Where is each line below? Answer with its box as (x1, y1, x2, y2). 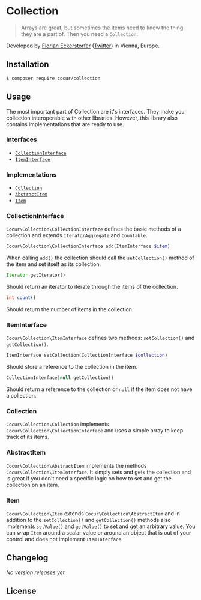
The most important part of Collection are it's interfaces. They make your (6, 108, 187, 115)
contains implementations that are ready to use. (6, 120, 124, 127)
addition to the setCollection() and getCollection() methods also (6, 517, 171, 524)
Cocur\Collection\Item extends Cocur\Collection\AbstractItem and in (6, 510, 180, 517)
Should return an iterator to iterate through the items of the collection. (6, 283, 178, 291)
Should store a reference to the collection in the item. (6, 363, 138, 371)
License (6, 586, 37, 596)
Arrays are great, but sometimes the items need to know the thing (20, 24, 184, 31)
